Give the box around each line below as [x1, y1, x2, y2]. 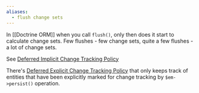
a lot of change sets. [6, 43, 57, 51]
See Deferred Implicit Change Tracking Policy [6, 55, 119, 62]
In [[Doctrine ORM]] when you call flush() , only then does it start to [6, 31, 174, 38]
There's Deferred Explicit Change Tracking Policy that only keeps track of [6, 67, 188, 74]
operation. [34, 79, 60, 87]
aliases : [6, 8, 28, 15]
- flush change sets [11, 14, 63, 20]
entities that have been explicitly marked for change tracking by [6, 73, 164, 80]
